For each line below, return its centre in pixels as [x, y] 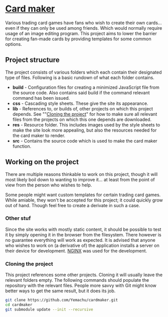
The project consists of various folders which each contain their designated [83, 72]
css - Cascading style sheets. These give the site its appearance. [80, 103]
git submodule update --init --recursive [49, 309]
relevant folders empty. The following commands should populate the [77, 280]
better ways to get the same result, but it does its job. [60, 291]
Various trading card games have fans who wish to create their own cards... [83, 23]
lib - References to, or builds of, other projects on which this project [83, 108]
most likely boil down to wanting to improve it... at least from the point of [80, 179]
